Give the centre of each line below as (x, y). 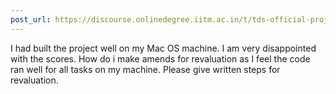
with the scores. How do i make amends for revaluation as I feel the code (160, 58)
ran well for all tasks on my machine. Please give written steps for (145, 69)
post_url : (31, 19)
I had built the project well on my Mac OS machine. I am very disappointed (163, 48)
